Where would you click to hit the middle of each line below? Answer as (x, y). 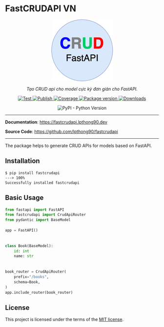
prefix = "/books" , (31, 277)
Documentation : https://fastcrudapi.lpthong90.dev (56, 122)
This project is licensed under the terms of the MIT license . (64, 320)
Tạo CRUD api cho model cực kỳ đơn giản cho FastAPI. (82, 89)
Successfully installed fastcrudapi (42, 183)
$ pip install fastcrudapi (32, 173)
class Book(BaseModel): (29, 246)
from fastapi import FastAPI (35, 210)
